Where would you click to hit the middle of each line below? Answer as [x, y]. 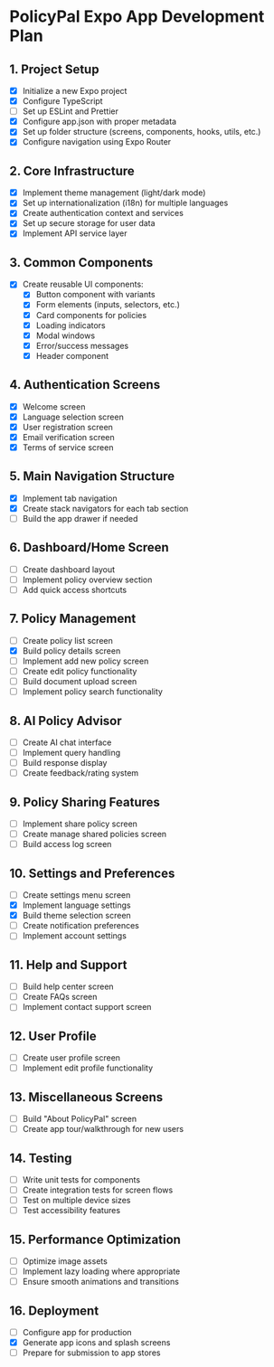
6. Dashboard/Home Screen [89, 547]
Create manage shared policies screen [94, 834]
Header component [72, 355]
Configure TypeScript [62, 101]
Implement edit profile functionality [88, 1068]
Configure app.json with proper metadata [99, 122]
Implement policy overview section [87, 580]
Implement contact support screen [87, 1007]
